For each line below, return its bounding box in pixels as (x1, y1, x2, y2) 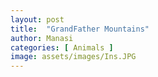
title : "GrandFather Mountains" (10, 24, 150, 34)
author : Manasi (10, 33, 74, 43)
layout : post (10, 14, 65, 25)
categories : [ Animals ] (10, 42, 114, 53)
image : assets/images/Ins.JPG (10, 52, 137, 62)
